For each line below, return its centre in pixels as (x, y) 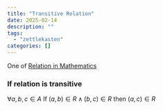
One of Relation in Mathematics (52, 66)
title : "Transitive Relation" (51, 14)
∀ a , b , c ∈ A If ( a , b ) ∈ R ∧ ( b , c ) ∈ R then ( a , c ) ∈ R (81, 99)
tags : (15, 33)
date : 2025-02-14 (32, 20)
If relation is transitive (45, 84)
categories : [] (29, 46)
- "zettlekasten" (38, 40)
